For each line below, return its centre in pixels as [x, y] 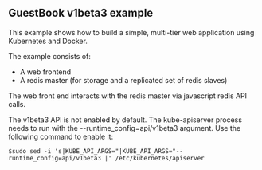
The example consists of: [50, 56]
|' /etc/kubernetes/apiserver [154, 158]
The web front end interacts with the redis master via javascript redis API [128, 96]
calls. [17, 104]
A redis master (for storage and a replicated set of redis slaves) [123, 80]
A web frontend [45, 72]
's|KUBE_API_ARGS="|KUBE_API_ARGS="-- [119, 151]
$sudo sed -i [30, 151]
